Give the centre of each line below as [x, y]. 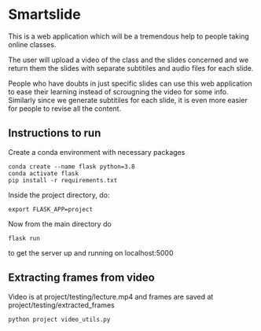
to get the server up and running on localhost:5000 [91, 252]
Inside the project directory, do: [59, 195]
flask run [24, 238]
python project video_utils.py [59, 319]
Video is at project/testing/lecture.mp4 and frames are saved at [111, 296]
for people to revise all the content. [65, 108]
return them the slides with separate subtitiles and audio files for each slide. [131, 68]
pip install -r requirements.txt [63, 180]
